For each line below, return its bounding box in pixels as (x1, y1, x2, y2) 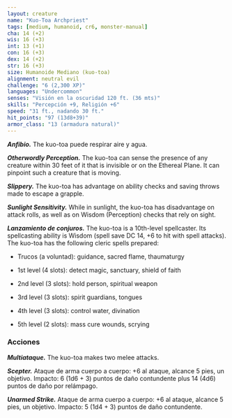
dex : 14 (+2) (7, 56, 45, 63)
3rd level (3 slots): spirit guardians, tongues (17, 293, 143, 301)
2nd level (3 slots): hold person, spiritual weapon (17, 279, 158, 287)
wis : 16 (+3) (7, 36, 45, 43)
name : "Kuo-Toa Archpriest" (7, 17, 89, 24)
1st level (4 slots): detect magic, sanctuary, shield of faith (17, 266, 181, 274)
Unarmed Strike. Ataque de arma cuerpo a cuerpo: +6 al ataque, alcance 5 (7, 395, 224, 403)
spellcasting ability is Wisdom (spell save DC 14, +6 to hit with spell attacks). (7, 231, 226, 240)
